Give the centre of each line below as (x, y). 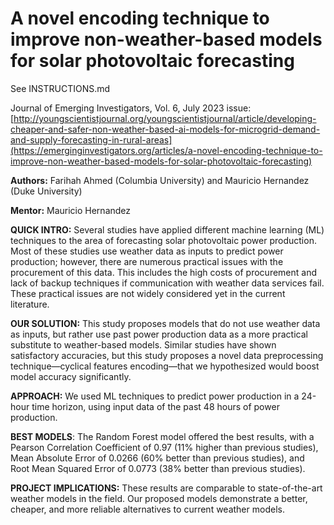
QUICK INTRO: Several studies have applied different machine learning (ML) (167, 229)
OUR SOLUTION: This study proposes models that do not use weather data (165, 323)
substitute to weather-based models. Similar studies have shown (143, 344)
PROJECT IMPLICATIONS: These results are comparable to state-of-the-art (166, 488)
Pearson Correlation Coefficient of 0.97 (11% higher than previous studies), (164, 447)
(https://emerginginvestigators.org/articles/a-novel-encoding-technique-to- (166, 150)
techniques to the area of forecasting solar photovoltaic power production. (163, 240)
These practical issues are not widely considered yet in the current (148, 293)
